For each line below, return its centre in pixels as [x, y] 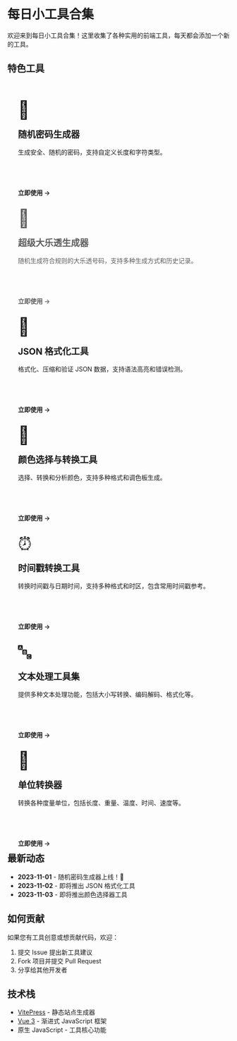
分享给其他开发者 [42, 970]
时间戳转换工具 [49, 569]
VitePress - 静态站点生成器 [56, 1012]
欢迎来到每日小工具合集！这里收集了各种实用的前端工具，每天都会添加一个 [115, 35]
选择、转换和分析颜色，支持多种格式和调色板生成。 [92, 477]
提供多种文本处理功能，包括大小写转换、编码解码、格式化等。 [108, 695]
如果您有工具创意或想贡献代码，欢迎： [63, 937]
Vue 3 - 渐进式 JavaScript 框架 [62, 1021]
